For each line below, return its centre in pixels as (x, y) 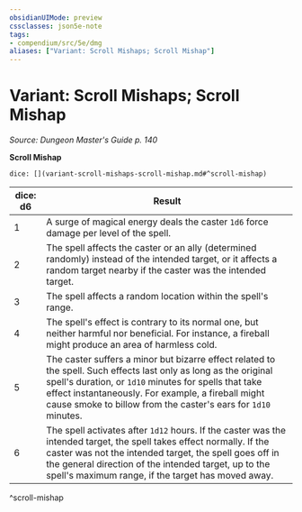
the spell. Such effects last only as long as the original (160, 370)
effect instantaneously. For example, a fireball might (155, 393)
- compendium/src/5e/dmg (56, 43)
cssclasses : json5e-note (56, 26)
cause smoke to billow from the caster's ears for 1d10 (159, 405)
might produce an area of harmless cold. (132, 345)
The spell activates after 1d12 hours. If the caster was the (166, 431)
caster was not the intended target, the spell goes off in (163, 453)
